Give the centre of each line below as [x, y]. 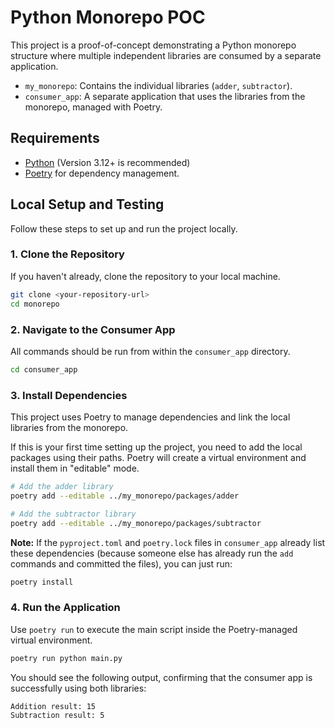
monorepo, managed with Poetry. [93, 107]
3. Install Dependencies [69, 395]
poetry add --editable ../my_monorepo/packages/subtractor [136, 523]
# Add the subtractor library [73, 514]
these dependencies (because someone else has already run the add [152, 553]
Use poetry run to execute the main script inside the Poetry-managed [154, 629]
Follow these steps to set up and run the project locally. [124, 228]
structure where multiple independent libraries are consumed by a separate [166, 55]
